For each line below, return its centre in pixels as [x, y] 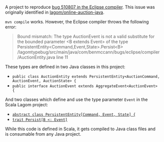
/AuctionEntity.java [36, 57]
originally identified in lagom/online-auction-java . [55, 12]
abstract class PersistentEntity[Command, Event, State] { [74, 115]
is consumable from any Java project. [43, 134]
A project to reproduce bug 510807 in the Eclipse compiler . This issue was [80, 7]
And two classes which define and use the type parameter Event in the [77, 99]
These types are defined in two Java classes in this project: [65, 67]
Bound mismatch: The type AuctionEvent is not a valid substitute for [86, 36]
